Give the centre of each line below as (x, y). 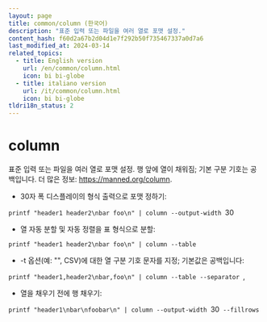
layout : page (30, 16)
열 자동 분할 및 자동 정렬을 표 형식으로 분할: (88, 229)
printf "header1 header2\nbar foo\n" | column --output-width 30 (121, 213)
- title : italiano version (61, 83)
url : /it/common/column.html (72, 91)
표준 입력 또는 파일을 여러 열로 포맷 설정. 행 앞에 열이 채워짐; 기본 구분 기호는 (128, 169)
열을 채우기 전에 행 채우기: (61, 293)
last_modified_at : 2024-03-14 (59, 46)
